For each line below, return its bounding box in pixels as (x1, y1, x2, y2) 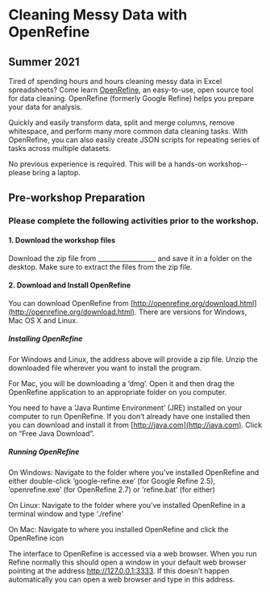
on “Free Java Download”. (8, 428, 95, 438)
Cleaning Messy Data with (8, 6, 188, 24)
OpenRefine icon (8, 533, 64, 543)
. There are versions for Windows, (134, 307, 247, 317)
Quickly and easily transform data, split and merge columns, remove (8, 118, 235, 127)
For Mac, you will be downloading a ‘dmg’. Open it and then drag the (8, 378, 235, 388)
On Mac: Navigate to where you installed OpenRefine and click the (8, 524, 229, 534)
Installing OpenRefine (8, 334, 83, 344)
